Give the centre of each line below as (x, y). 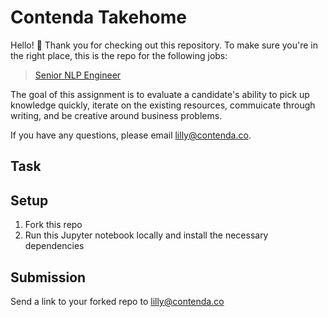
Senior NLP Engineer (78, 75)
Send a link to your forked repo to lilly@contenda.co (117, 301)
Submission (48, 277)
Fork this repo (53, 225)
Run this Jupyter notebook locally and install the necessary (146, 235)
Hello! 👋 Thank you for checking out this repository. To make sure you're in (164, 45)
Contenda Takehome (98, 17)
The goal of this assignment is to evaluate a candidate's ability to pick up (160, 94)
